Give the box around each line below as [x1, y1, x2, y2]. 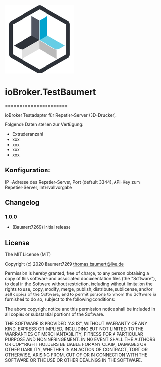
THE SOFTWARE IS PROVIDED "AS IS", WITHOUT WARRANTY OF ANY [5, 321, 148, 327]
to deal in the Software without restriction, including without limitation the [5, 281, 153, 287]
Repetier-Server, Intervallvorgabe [5, 184, 72, 190]
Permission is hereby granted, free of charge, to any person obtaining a [5, 270, 149, 276]
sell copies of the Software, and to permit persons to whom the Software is [5, 292, 157, 297]
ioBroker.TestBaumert [5, 86, 96, 98]
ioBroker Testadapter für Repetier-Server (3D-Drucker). [5, 112, 117, 118]
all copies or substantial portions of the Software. [5, 311, 104, 317]
